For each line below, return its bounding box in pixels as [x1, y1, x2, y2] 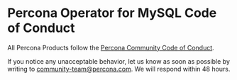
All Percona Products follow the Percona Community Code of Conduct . [7, 43, 214, 52]
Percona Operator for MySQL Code [7, 5, 217, 21]
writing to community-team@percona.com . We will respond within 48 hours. [7, 64, 231, 73]
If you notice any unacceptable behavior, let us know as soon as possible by [7, 57, 231, 65]
